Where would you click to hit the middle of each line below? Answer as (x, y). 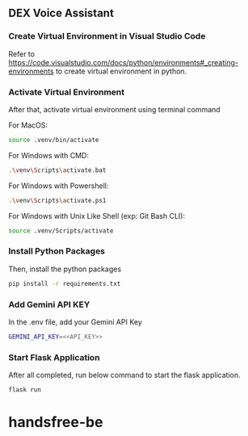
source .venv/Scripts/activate (61, 231)
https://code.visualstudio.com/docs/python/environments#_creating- (123, 62)
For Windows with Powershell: (59, 186)
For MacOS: (28, 125)
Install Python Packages (57, 251)
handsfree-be (56, 422)
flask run (25, 390)
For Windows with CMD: (48, 155)
